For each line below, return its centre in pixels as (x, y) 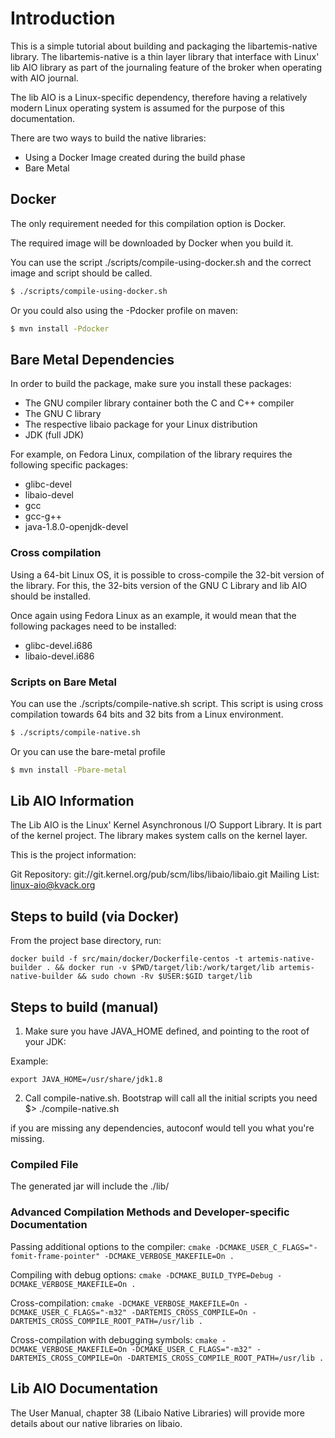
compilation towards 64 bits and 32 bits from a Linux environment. (147, 714)
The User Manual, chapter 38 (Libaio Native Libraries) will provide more (157, 1413)
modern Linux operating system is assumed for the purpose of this (147, 108)
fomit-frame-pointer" (55, 1256)
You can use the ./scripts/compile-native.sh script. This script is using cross (167, 703)
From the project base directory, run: (86, 941)
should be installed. (51, 596)
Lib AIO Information (72, 801)
